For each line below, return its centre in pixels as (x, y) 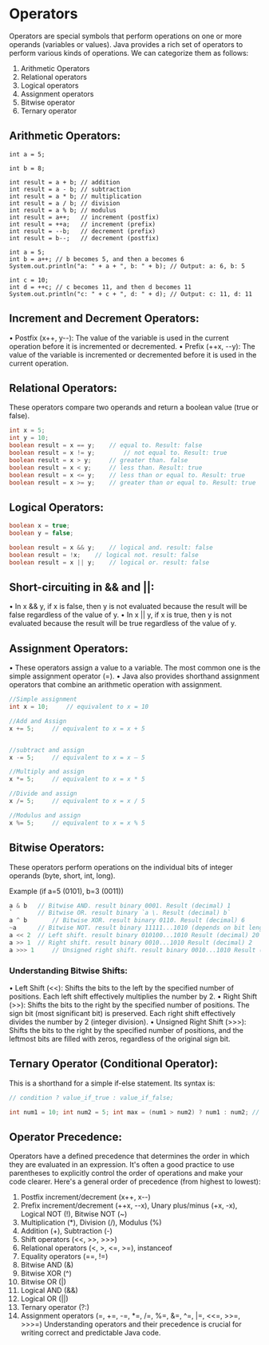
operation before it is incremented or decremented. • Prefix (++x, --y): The (132, 346)
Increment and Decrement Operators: (104, 319)
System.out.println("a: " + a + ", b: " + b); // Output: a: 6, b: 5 (127, 266)
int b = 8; (27, 168)
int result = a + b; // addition (65, 182)
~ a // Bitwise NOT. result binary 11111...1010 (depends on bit (127, 928)
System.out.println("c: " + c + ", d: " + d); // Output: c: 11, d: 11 (131, 294)
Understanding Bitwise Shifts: (69, 971)
